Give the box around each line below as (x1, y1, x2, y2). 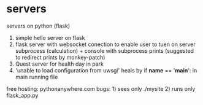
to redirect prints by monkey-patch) (15, 53, 105, 61)
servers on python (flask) (6, 22, 71, 29)
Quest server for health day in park (15, 60, 104, 68)
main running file (15, 73, 58, 80)
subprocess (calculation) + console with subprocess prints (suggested (15, 47, 194, 54)
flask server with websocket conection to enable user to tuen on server (15, 41, 196, 48)
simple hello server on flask (15, 34, 85, 41)
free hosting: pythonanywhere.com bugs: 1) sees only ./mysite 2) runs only (6, 85, 196, 92)
